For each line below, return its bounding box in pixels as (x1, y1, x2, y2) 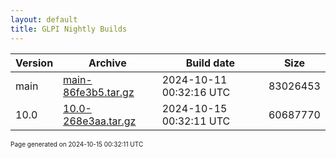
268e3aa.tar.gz (63, 114, 137, 128)
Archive (88, 56, 127, 70)
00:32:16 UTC (161, 85, 231, 99)
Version (15, 56, 54, 70)
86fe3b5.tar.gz (63, 85, 135, 99)
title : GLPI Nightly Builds (10, 24, 128, 34)
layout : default (10, 14, 78, 25)
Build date (185, 56, 235, 70)
